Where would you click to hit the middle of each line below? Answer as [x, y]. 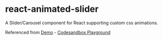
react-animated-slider [52, 9]
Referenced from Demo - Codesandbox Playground [58, 32]
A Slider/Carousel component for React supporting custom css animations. [81, 23]
